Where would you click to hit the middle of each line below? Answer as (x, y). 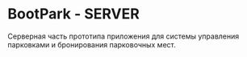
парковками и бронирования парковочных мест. (92, 44)
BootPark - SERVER (74, 14)
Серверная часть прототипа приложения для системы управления (123, 36)
